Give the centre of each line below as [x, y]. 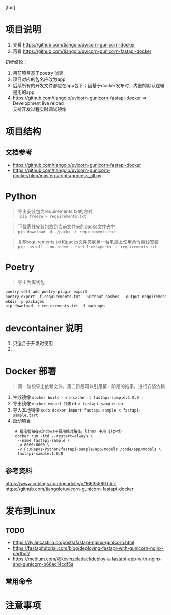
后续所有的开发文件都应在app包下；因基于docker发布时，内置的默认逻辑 [89, 85]
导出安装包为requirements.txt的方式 [55, 211]
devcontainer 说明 [44, 328]
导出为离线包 [31, 282]
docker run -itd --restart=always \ [54, 436]
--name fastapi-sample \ [44, 441]
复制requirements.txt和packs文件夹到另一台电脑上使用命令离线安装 [88, 242]
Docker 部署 [31, 371]
